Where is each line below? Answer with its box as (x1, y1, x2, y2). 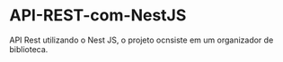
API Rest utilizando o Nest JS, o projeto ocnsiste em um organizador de (9, 35, 274, 45)
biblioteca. (9, 43, 49, 54)
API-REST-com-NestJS (9, 5, 187, 26)
